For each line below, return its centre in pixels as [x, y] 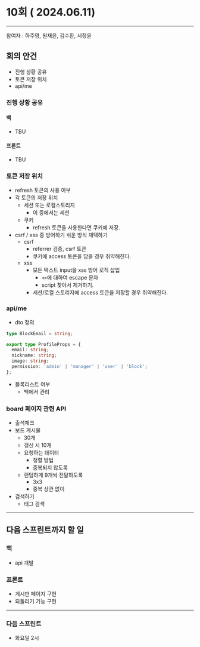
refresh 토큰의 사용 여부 [43, 190]
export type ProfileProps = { [44, 344]
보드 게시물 [28, 430]
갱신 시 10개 [37, 445]
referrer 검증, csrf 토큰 [59, 249]
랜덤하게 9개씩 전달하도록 [53, 475]
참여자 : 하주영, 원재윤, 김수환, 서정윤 [49, 35]
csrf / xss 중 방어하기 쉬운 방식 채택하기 [61, 235]
